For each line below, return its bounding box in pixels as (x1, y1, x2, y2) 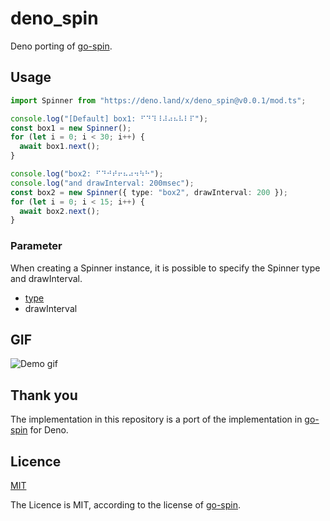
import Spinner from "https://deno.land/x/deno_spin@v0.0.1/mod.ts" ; (10, 95, 307, 106)
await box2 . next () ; (19, 206, 101, 216)
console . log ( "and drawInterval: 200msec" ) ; (10, 178, 195, 188)
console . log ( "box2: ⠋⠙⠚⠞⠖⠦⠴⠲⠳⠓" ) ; (10, 169, 164, 179)
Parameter (10, 239, 63, 253)
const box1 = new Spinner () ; (10, 123, 132, 133)
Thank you (10, 387, 78, 404)
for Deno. (29, 424, 69, 436)
